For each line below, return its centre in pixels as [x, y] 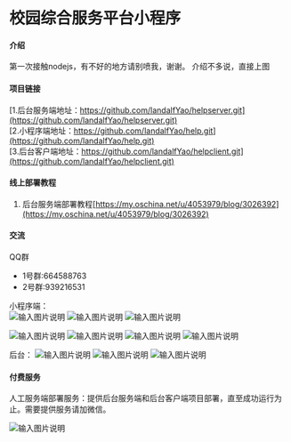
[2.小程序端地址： [41, 131]
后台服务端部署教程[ [59, 204]
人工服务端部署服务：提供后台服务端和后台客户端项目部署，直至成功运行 [141, 398]
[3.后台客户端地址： [45, 151]
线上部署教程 [32, 182]
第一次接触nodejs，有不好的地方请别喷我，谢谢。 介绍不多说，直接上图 [140, 67]
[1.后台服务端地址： [44, 110]
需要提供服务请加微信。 [68, 409]
